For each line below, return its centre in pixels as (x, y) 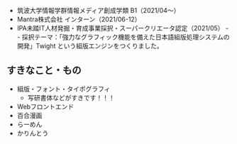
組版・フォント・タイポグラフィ (64, 89)
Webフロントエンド (45, 106)
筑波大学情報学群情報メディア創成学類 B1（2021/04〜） (98, 10)
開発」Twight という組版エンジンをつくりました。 (90, 46)
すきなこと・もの (44, 71)
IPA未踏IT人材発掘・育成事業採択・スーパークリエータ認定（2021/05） (120, 28)
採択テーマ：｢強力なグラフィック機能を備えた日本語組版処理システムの (126, 37)
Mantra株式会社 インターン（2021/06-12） (79, 19)
